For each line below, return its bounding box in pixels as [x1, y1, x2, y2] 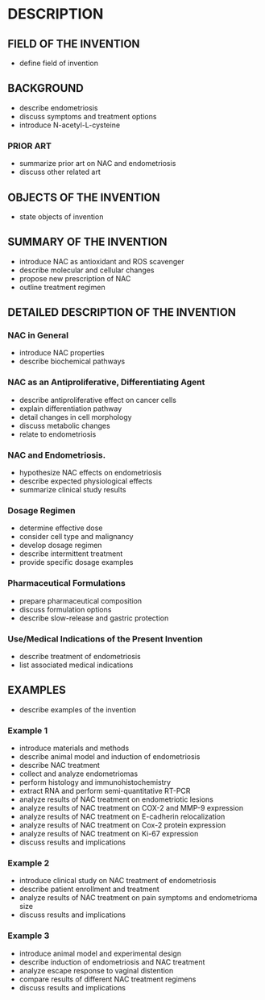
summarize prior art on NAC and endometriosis [19, 159, 176, 168]
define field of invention [19, 58, 98, 68]
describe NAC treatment [19, 761, 100, 770]
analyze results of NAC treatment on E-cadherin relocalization [19, 811, 226, 822]
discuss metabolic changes [19, 421, 110, 430]
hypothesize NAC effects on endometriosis [19, 468, 162, 478]
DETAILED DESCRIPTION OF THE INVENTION [7, 305, 237, 319]
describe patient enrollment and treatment [19, 884, 160, 894]
